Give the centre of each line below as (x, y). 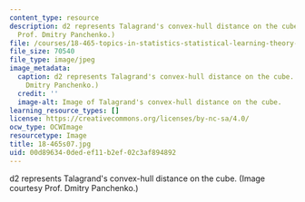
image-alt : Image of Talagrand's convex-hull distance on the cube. (150, 102)
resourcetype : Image (49, 136)
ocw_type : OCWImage (46, 128)
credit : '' (38, 93)
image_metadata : (40, 69)
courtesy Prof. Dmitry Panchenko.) (74, 188)
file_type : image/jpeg (52, 60)
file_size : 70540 (42, 52)
